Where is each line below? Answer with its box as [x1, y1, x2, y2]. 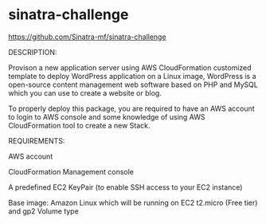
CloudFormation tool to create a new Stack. [8, 120, 151, 130]
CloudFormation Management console [8, 167, 134, 176]
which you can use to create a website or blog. [8, 88, 162, 97]
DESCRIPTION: [8, 47, 57, 57]
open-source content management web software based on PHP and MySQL [8, 80, 259, 89]
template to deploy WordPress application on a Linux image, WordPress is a [8, 71, 256, 81]
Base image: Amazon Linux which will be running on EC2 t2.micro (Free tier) [8, 198, 258, 207]
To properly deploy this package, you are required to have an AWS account [8, 104, 255, 113]
